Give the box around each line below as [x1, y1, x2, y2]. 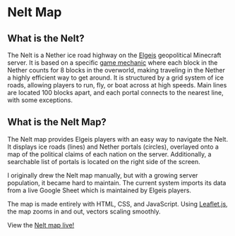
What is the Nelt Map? [7, 116, 107, 128]
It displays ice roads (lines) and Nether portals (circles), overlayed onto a [7, 142, 219, 151]
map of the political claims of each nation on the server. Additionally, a [7, 149, 212, 159]
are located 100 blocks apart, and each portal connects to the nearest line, [7, 89, 224, 97]
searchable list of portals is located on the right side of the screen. [7, 157, 201, 166]
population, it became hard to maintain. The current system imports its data [7, 178, 227, 187]
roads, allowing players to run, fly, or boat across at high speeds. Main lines [7, 81, 227, 89]
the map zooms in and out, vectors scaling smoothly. [7, 207, 161, 216]
